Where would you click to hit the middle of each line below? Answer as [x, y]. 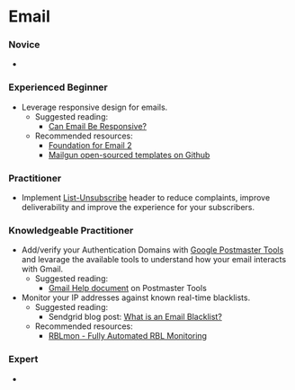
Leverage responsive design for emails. [94, 107]
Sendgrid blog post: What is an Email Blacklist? [135, 317]
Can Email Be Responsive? [98, 126]
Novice [24, 45]
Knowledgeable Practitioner [71, 230]
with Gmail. [42, 269]
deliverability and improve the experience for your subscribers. [138, 208]
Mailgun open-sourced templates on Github [129, 155]
